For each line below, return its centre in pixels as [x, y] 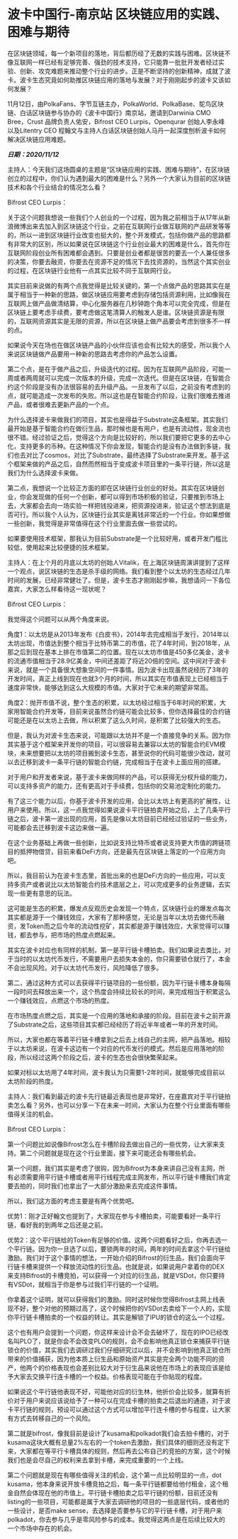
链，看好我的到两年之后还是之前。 [57, 1225]
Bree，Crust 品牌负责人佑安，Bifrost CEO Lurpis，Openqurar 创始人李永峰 [116, 121]
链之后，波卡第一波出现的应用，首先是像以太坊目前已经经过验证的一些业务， [119, 818]
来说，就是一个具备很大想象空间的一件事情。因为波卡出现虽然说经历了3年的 [118, 669]
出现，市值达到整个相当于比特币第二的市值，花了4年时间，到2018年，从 [125, 643]
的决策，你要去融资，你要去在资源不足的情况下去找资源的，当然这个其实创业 [119, 261]
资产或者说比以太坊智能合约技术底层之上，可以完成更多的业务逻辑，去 [122, 884]
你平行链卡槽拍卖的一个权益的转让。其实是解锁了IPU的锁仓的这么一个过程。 [118, 1317]
